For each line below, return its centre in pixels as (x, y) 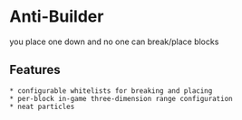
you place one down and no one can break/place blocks (114, 42)
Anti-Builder (57, 17)
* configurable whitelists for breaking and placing (111, 91)
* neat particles (42, 106)
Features (35, 70)
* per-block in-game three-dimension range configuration (121, 98)
